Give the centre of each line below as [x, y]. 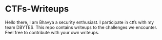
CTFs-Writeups [37, 9]
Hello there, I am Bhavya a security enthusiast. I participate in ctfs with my [80, 22]
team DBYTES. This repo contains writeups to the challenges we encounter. [81, 27]
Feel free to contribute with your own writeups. [52, 32]
